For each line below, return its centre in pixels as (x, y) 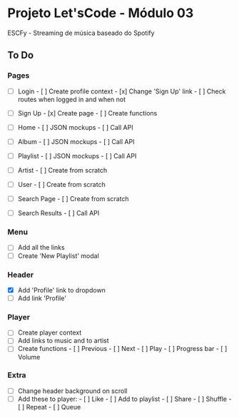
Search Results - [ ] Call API (59, 213)
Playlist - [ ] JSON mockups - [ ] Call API (77, 156)
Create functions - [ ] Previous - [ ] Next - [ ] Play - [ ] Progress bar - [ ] (122, 349)
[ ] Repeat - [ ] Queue (49, 407)
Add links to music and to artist (63, 341)
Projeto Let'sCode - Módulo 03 (101, 13)
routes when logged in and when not (72, 99)
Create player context (50, 332)
